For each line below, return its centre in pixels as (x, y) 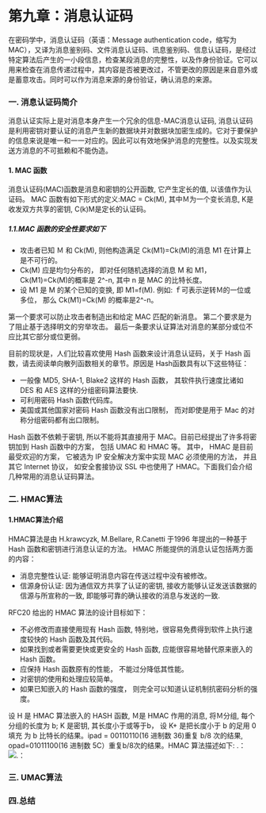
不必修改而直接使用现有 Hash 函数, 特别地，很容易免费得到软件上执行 (133, 629)
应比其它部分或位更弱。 (46, 337)
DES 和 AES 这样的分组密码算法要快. (79, 391)
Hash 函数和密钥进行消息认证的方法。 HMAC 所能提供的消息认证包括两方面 (131, 549)
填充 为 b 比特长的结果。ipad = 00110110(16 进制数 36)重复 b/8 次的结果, (126, 735)
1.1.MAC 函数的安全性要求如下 (57, 229)
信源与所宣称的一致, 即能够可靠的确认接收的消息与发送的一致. (120, 595)
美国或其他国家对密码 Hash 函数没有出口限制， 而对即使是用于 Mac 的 (133, 410)
